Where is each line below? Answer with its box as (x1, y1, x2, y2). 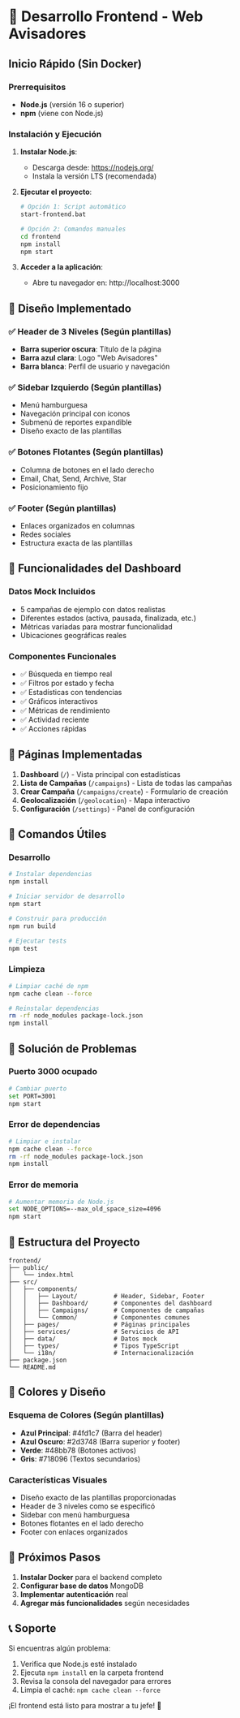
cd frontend (19, 232, 61, 240)
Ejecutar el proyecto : (19, 187, 92, 197)
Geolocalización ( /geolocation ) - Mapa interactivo (19, 795, 191, 805)
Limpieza (8, 964, 45, 975)
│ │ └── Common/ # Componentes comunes (8, 1314, 191, 1322)
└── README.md (8, 1363, 57, 1371)
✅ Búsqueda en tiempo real (19, 669, 113, 679)
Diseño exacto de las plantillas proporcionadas (19, 1492, 177, 1502)
